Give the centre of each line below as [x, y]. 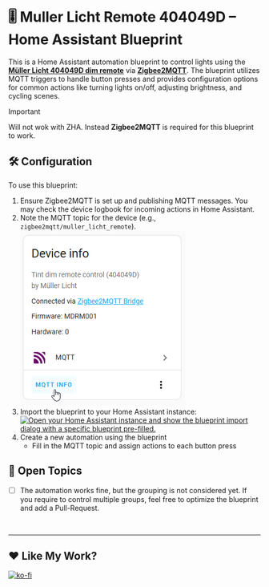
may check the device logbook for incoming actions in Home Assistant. [137, 209]
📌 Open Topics [45, 471]
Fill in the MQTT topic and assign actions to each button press [134, 445]
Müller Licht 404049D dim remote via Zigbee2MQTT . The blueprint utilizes [134, 70]
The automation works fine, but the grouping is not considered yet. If [133, 490]
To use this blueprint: [43, 185]
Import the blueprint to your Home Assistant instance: [108, 411]
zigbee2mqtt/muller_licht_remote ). [78, 226]
